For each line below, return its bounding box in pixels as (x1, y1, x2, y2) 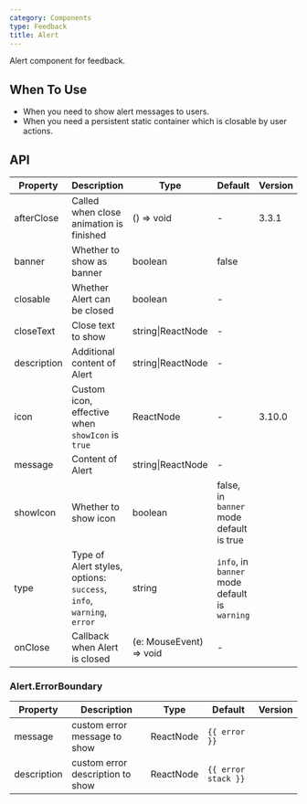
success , (71, 583, 108, 595)
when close (71, 206, 122, 218)
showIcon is (71, 428, 119, 441)
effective (71, 406, 110, 418)
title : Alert (9, 30, 59, 39)
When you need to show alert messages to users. (22, 106, 210, 117)
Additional (71, 345, 116, 357)
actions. (22, 125, 53, 137)
